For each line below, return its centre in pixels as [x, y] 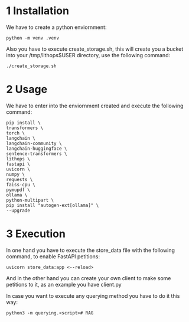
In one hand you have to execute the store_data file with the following [91, 250]
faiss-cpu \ [21, 185]
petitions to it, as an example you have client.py [64, 284]
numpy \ [16, 174]
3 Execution [36, 234]
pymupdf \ [18, 190]
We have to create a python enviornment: [56, 27]
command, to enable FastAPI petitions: [53, 256]
